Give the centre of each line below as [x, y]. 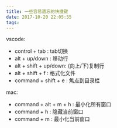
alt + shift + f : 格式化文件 [45, 73]
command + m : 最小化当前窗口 [52, 119]
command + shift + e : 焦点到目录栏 [57, 80]
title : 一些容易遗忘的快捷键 [37, 11]
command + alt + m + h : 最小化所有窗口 [63, 105]
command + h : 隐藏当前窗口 [49, 112]
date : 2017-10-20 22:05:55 [39, 17]
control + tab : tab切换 [41, 51]
